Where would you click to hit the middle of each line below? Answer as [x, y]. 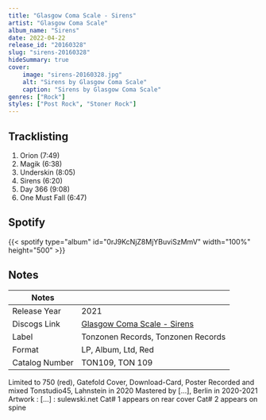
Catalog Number [43, 362]
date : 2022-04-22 [37, 38]
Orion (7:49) [40, 155]
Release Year [37, 310]
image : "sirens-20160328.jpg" [73, 75]
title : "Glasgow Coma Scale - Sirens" [72, 15]
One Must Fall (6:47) [53, 197]
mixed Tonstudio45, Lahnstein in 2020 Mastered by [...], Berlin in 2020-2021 [133, 391]
